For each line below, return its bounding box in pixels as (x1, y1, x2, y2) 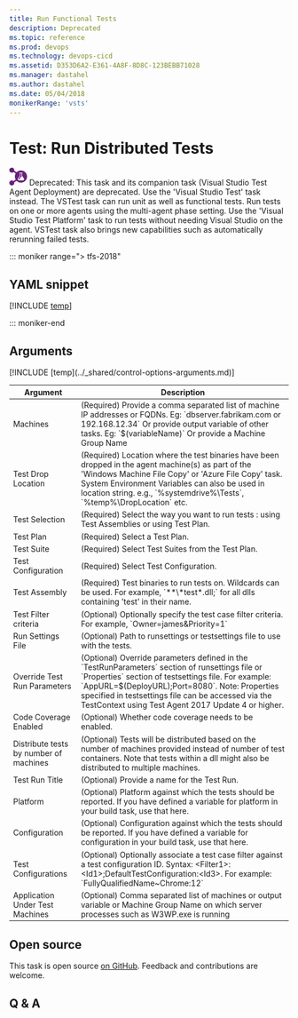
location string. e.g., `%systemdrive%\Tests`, (81, 488, 245, 498)
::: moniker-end (9, 318, 66, 329)
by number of (12, 748, 63, 759)
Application (12, 889, 55, 901)
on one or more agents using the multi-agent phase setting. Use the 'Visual (9, 205, 284, 217)
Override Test (12, 672, 64, 682)
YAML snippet (9, 276, 89, 292)
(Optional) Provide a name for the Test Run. (81, 774, 239, 785)
